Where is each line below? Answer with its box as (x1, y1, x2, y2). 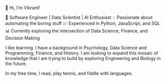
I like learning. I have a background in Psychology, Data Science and (5, 45, 147, 50)
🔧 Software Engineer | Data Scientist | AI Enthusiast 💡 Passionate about (5, 14, 153, 20)
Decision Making (5, 35, 40, 41)
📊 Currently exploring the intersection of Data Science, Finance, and (5, 28, 148, 33)
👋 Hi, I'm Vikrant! (5, 5, 40, 10)
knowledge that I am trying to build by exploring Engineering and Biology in (5, 55, 161, 61)
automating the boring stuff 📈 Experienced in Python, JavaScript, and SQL (5, 20, 160, 26)
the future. (5, 60, 27, 66)
